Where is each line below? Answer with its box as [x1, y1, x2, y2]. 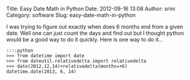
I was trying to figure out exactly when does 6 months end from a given [6, 23, 183, 30]
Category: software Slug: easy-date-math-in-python [6, 11, 136, 19]
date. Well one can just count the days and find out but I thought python [6, 29, 185, 37]
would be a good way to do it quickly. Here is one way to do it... [6, 36, 164, 43]
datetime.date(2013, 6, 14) [6, 69, 77, 75]
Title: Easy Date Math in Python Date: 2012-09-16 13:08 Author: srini [6, 5, 176, 12]
